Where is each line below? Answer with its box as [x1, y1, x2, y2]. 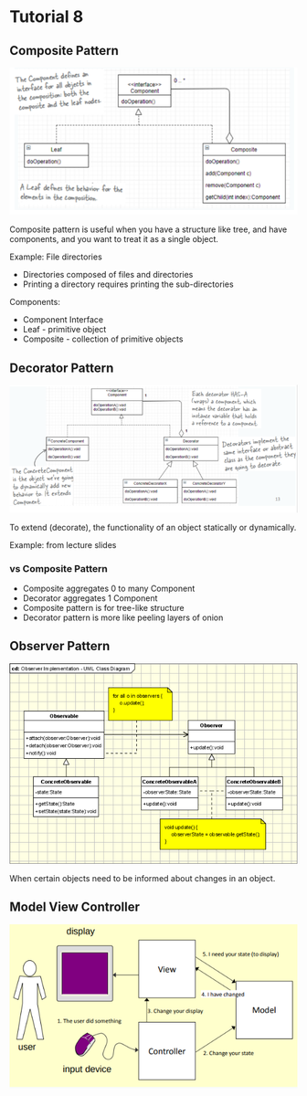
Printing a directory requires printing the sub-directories [22, 279, 235, 290]
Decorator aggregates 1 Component [22, 592, 158, 604]
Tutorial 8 [9, 6, 84, 27]
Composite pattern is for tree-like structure [22, 602, 185, 613]
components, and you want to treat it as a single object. [9, 234, 219, 245]
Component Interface [22, 314, 103, 325]
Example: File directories [9, 251, 102, 262]
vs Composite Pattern [9, 562, 108, 574]
